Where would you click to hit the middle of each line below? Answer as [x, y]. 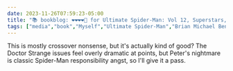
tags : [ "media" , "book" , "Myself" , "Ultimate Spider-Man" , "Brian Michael [111, 26]
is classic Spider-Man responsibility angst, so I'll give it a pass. [96, 61]
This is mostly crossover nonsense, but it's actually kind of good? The [107, 46]
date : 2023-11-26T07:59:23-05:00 [55, 13]
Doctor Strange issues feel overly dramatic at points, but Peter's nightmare [114, 53]
